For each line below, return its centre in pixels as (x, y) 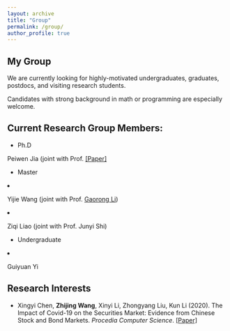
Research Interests (49, 289)
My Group (29, 61)
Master (28, 172)
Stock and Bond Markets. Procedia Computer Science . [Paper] (107, 320)
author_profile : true (39, 33)
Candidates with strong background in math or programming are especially (115, 99)
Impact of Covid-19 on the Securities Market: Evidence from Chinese (116, 313)
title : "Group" (29, 20)
